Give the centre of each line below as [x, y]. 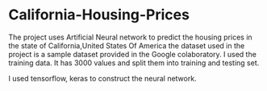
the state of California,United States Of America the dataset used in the [127, 45]
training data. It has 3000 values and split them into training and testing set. [134, 63]
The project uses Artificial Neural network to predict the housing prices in [130, 37]
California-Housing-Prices [99, 15]
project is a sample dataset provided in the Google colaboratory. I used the [132, 54]
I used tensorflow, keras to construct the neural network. [102, 78]
